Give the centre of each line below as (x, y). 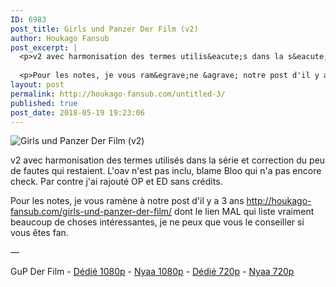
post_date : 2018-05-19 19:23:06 (77, 112)
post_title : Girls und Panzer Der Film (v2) (104, 29)
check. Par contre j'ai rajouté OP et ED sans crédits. (116, 182)
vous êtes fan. (39, 233)
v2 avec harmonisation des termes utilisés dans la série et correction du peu (168, 160)
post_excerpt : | (44, 47)
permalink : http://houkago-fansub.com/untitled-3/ (118, 94)
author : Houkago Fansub (60, 38)
